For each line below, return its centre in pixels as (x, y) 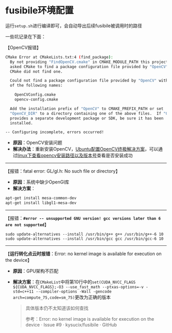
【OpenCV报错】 (23, 47)
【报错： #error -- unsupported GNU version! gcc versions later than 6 (83, 218)
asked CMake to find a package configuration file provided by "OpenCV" (89, 67)
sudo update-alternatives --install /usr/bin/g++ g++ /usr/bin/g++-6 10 (84, 234)
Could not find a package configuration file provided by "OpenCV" (83, 81)
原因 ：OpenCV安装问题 (37, 143)
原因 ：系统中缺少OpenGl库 (41, 182)
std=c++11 (23, 292)
